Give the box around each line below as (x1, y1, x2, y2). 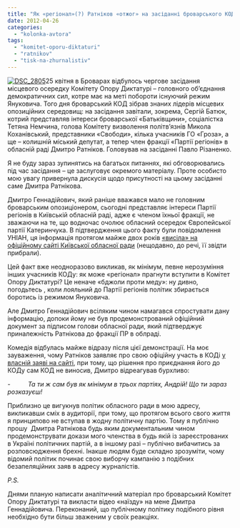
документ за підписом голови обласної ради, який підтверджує (7, 322, 202, 330)
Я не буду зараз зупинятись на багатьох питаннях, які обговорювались (7, 159, 225, 167)
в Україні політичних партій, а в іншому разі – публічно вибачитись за (7, 439, 220, 447)
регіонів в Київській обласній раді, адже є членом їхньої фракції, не (7, 210, 215, 219)
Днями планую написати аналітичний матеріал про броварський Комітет (7, 489, 231, 498)
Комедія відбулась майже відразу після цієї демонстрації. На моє (7, 343, 209, 352)
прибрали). (7, 248, 41, 257)
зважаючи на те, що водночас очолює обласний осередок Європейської (7, 218, 231, 226)
